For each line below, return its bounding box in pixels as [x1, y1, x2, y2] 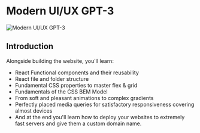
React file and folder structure [14, 75, 89, 82]
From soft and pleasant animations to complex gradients [14, 94, 154, 101]
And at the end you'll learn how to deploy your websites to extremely [14, 113, 185, 120]
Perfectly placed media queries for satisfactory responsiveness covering [14, 101, 195, 108]
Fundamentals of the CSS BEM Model [14, 88, 108, 95]
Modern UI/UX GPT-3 [6, 4, 114, 18]
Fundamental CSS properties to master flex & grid [14, 81, 138, 89]
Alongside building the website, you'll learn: [6, 57, 114, 64]
